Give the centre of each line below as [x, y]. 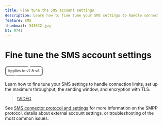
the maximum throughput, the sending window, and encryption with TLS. [78, 89]
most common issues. [27, 118]
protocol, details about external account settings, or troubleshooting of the [80, 113]
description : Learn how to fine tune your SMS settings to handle [73, 15]
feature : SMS [18, 20]
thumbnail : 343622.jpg [28, 26]
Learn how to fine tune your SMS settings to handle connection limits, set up [81, 84]
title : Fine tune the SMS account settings [50, 10]
